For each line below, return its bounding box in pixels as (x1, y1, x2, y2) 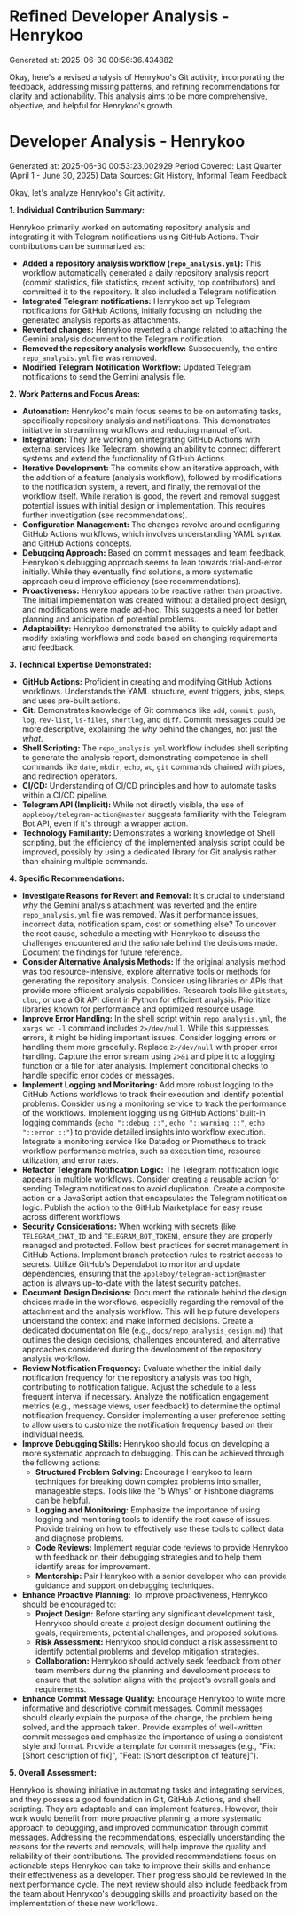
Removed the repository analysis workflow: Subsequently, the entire (21, 342, 277, 353)
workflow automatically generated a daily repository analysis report (21, 267, 269, 277)
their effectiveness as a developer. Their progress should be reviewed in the (9, 1869, 287, 1880)
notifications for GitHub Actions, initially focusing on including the (21, 305, 262, 316)
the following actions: (21, 1456, 101, 1468)
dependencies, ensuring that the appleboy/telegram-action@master (21, 1268, 267, 1279)
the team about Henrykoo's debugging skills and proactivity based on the (9, 1888, 277, 1899)
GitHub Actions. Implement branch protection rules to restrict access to (21, 1249, 284, 1260)
